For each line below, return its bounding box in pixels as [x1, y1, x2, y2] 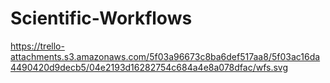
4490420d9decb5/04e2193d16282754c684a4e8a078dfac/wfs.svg [10, 61, 289, 73]
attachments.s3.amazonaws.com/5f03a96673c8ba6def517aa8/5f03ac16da [10, 50, 321, 62]
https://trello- [10, 40, 65, 52]
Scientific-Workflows [10, 7, 193, 30]
